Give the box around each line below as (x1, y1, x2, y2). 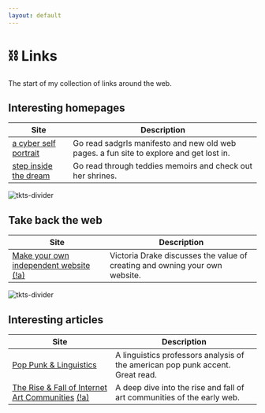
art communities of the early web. (115, 392, 241, 403)
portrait (12, 147, 40, 158)
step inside (12, 161, 53, 172)
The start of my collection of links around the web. (8, 78, 172, 87)
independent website (12, 260, 91, 271)
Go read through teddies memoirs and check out (73, 161, 253, 172)
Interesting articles (8, 313, 104, 326)
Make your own (12, 250, 69, 261)
